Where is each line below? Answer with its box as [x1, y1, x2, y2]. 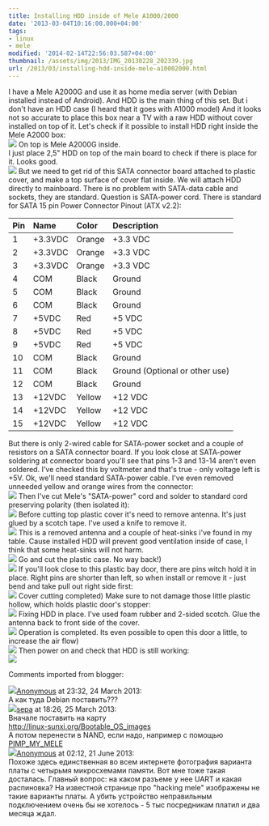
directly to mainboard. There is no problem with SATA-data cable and [8, 183, 238, 193]
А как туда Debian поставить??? [8, 694, 119, 705]
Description [112, 219, 159, 231]
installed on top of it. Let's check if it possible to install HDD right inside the [8, 121, 258, 130]
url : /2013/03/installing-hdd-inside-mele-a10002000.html [8, 65, 208, 73]
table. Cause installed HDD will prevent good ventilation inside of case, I [8, 536, 248, 546]
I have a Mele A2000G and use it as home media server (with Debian [8, 87, 237, 96]
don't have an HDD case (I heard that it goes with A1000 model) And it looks [8, 104, 262, 113]
